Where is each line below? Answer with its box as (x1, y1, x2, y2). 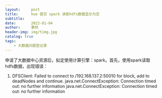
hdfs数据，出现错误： (5, 63, 48, 69)
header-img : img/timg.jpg (5, 30, 57, 34)
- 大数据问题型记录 (14, 43, 47, 48)
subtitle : (5, 16, 25, 21)
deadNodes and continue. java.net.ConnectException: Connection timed (12, 78, 156, 84)
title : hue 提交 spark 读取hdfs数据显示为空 (5, 12, 100, 16)
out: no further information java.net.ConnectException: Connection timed (12, 83, 157, 89)
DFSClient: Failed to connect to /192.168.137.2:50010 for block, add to (12, 73, 150, 79)
